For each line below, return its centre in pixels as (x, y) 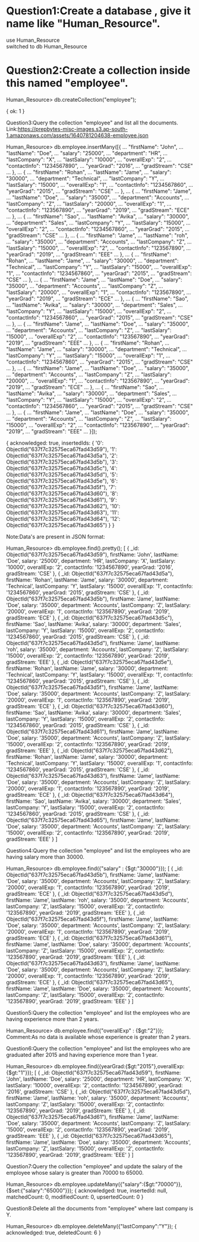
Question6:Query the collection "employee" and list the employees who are (98, 1048)
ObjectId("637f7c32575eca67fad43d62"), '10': (63, 506)
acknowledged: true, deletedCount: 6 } (53, 1232)
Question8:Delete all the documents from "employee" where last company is (100, 1208)
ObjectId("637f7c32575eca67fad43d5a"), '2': (62, 455)
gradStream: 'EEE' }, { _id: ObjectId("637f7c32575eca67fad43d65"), (90, 1135)
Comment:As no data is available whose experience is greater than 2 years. (99, 1037)
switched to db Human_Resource (47, 46)
